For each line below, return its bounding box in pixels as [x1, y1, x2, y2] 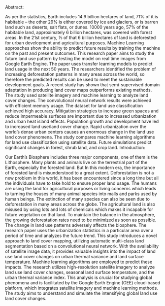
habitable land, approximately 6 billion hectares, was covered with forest [5, 30, 152, 35]
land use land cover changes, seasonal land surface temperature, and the [5, 270, 155, 275]
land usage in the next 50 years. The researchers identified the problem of [5, 66, 156, 72]
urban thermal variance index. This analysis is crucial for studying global [5, 274, 152, 280]
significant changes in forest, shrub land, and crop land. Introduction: [5, 145, 145, 150]
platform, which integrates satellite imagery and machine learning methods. [5, 285, 159, 291]
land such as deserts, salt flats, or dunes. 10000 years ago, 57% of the [5, 24, 149, 30]
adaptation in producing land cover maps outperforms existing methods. [5, 87, 152, 93]
